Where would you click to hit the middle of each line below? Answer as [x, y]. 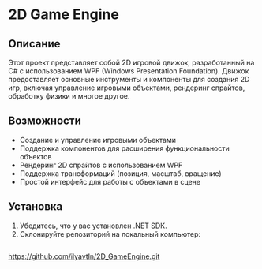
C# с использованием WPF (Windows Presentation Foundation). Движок [129, 71]
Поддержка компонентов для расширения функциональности [125, 148]
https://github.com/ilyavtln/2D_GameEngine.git [84, 256]
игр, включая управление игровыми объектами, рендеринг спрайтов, [127, 88]
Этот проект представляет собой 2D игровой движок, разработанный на [131, 62]
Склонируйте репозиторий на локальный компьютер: [110, 234]
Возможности [45, 121]
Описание [34, 44]
